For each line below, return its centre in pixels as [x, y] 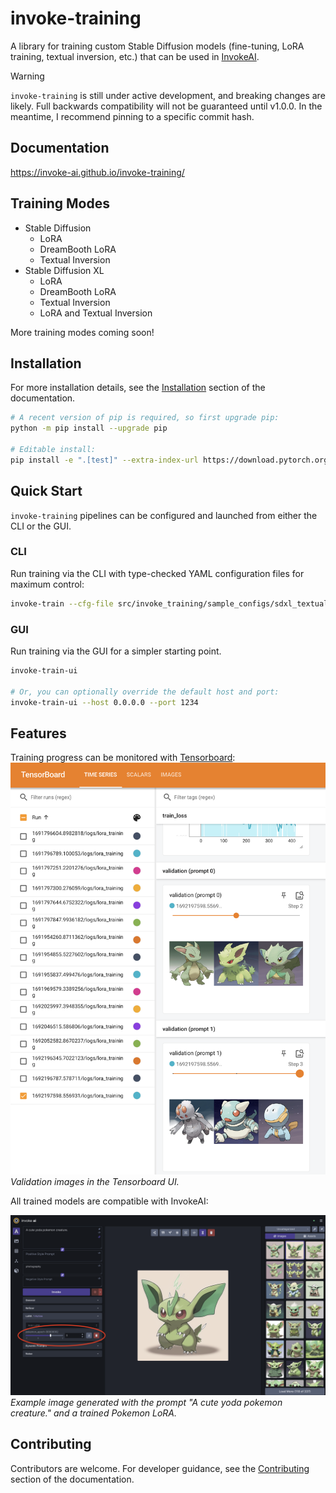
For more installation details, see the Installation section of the [138, 388]
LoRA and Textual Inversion [96, 313]
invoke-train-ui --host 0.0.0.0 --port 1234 [104, 702]
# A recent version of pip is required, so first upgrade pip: [145, 418]
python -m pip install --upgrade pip [89, 428]
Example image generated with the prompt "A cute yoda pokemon [146, 1403]
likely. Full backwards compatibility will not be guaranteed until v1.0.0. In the [166, 106]
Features [38, 733]
